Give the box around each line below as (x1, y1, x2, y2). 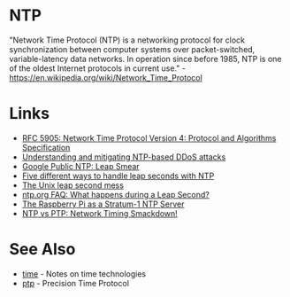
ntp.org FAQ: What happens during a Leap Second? (21, 189, 210, 199)
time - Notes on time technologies (21, 268, 147, 279)
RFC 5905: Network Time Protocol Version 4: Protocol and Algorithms (21, 132, 277, 143)
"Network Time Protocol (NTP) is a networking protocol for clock (9, 35, 246, 45)
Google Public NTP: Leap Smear (21, 160, 140, 171)
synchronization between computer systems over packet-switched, (9, 43, 256, 54)
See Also (9, 239, 76, 260)
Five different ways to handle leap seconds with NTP (21, 170, 215, 181)
